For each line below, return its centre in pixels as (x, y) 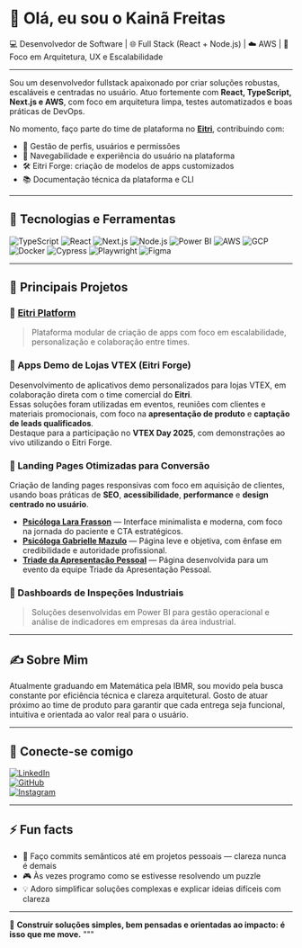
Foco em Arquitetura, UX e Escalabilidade (86, 57)
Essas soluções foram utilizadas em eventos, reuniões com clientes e (138, 404)
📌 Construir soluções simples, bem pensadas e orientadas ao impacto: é (147, 925)
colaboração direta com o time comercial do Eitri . (101, 394)
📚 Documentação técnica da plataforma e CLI (108, 179)
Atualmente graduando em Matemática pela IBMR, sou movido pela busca (147, 686)
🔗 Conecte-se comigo (71, 751)
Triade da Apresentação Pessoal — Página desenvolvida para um (145, 560)
